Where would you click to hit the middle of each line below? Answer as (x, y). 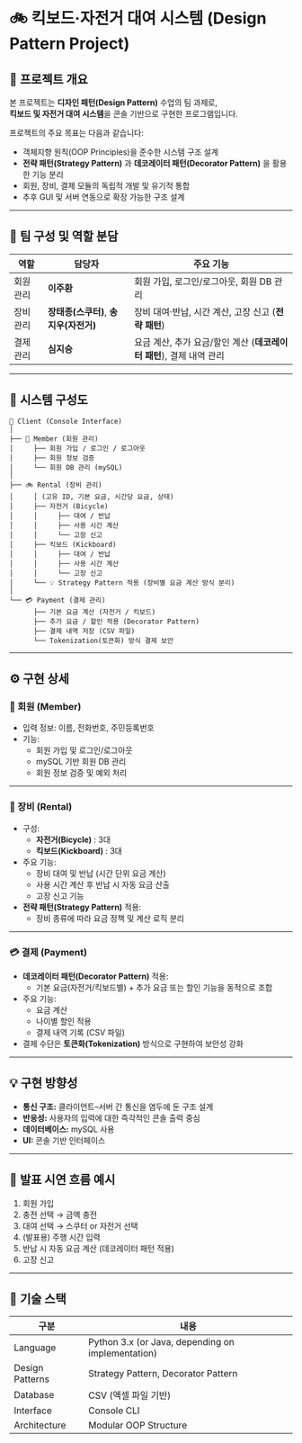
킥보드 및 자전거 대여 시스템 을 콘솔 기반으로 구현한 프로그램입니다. (124, 114)
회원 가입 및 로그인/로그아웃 (84, 750)
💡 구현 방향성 (44, 1084)
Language (35, 1348)
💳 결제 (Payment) (49, 952)
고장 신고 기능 (60, 895)
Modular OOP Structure (138, 1425)
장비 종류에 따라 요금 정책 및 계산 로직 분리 (110, 918)
